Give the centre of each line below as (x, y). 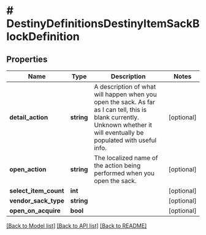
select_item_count (37, 191)
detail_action (29, 117)
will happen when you (126, 94)
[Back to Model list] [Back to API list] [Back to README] (77, 226)
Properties (27, 59)
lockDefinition (43, 37)
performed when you (124, 173)
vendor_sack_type (37, 201)
